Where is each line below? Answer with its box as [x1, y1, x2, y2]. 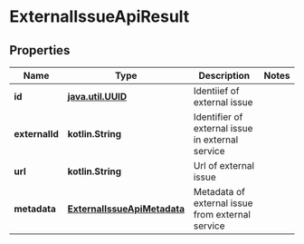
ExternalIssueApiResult [9, 6, 190, 27]
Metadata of [193, 186, 246, 198]
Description [198, 70, 251, 82]
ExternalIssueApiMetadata [67, 202, 185, 215]
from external [193, 209, 252, 220]
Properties [9, 43, 71, 58]
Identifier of [193, 111, 243, 123]
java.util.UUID [67, 91, 128, 102]
